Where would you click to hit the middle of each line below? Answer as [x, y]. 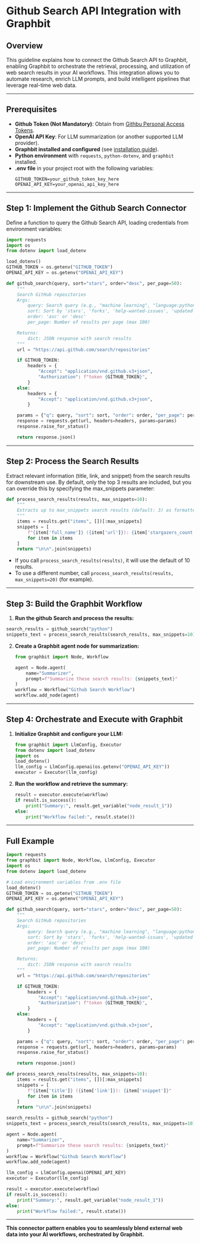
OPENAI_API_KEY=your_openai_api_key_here [67, 184]
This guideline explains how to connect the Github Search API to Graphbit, [97, 60]
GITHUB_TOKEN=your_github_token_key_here [67, 179]
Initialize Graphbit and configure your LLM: [69, 733]
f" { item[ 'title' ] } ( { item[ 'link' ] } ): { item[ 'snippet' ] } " [100, 1091]
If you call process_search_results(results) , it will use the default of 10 [102, 561]
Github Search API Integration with [94, 11]
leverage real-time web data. [42, 85]
